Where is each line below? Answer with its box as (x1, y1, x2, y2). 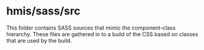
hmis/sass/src (6, 4, 81, 18)
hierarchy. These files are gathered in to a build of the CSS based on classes (6, 30, 199, 37)
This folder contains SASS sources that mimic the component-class (6, 24, 176, 31)
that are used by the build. (6, 37, 72, 44)
